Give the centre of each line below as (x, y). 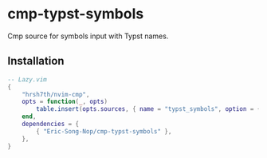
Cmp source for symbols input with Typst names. (88, 36)
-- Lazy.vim (27, 79)
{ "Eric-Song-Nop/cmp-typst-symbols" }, (104, 131)
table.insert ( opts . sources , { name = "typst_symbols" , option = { (149, 109)
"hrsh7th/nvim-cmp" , (56, 94)
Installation (36, 61)
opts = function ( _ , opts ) (65, 102)
